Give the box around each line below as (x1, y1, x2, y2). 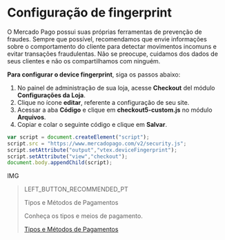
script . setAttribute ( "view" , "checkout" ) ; (7, 153, 128, 160)
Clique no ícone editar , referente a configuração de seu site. (17, 98, 190, 106)
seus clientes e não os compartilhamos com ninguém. (7, 57, 161, 65)
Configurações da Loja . (17, 91, 86, 99)
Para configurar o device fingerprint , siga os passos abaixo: (7, 70, 181, 79)
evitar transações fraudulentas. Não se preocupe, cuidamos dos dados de (7, 50, 219, 58)
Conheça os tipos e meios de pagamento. (23, 212, 143, 220)
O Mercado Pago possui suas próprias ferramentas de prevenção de (7, 28, 202, 36)
